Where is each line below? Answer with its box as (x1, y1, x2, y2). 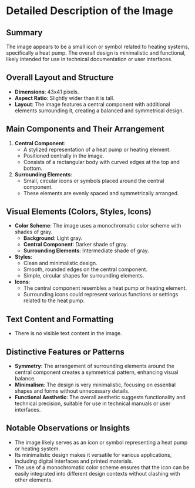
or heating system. (14, 445, 60, 452)
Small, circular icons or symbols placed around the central (23, 177, 164, 184)
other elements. (14, 476, 53, 483)
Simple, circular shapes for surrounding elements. (23, 272, 144, 279)
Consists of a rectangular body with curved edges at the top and (23, 158, 180, 165)
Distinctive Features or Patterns (6, 347, 125, 357)
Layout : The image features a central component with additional (14, 101, 170, 108)
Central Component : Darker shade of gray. (23, 241, 128, 248)
